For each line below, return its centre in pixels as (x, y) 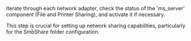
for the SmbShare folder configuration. (53, 32)
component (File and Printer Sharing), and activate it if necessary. (86, 14)
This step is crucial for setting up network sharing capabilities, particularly (96, 26)
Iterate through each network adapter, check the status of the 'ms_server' (95, 8)
